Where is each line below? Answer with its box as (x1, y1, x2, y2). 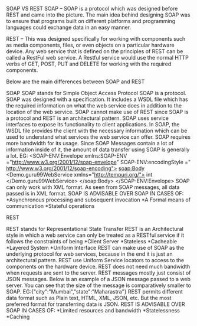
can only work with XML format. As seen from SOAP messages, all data (6, 184, 180, 191)
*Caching (6, 313, 30, 320)
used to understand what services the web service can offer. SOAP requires (6, 133, 191, 141)
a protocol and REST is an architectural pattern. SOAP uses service (6, 115, 169, 122)
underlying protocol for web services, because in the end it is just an (6, 250, 173, 257)
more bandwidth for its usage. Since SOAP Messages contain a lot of (6, 140, 174, 146)
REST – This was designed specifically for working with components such (6, 35, 186, 42)
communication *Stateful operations (6, 203, 95, 209)
